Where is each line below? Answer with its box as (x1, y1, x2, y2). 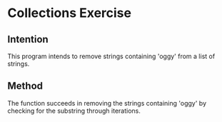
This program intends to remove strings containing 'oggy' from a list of (7, 52, 216, 60)
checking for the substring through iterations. (7, 106, 141, 115)
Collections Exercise (7, 5, 132, 21)
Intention (7, 33, 49, 45)
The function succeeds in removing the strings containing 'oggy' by (7, 99, 207, 107)
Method (7, 80, 44, 92)
